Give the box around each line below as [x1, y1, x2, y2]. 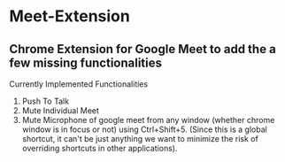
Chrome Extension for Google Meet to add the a [9, 42, 276, 57]
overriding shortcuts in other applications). [21, 143, 178, 153]
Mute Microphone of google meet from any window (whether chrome [21, 115, 275, 125]
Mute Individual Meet [21, 105, 100, 116]
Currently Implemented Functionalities [9, 79, 149, 89]
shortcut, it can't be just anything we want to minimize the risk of [21, 134, 258, 143]
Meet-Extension [9, 6, 130, 27]
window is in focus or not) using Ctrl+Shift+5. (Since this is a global [21, 124, 267, 135]
